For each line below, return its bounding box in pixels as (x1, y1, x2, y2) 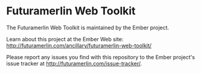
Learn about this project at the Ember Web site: (6, 35, 124, 42)
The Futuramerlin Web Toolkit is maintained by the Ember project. (6, 24, 170, 31)
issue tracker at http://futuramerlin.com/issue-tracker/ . (6, 60, 142, 67)
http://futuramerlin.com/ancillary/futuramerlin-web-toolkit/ (6, 42, 152, 49)
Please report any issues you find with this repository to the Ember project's (6, 53, 195, 60)
